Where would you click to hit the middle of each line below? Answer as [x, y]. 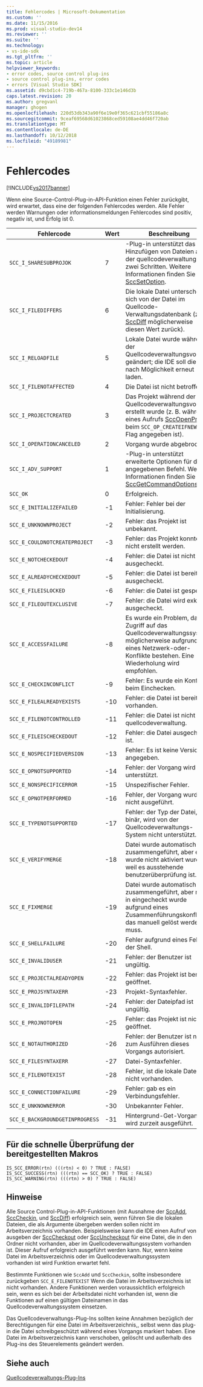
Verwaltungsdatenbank [158, 314]
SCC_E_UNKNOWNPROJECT [40, 525]
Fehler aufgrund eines [156, 939]
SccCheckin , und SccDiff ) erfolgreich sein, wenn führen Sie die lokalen [95, 1218]
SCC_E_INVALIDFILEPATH [42, 1005]
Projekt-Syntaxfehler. [156, 992]
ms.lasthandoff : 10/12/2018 [42, 136]
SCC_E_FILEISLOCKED [37, 590]
